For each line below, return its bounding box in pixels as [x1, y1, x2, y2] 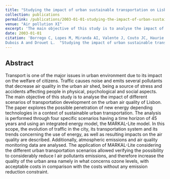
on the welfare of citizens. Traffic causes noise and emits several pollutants [5, 78, 163, 84]
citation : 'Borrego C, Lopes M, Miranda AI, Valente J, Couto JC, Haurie [5, 36, 164, 41]
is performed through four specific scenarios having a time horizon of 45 [5, 115, 157, 121]
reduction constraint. [5, 168, 49, 174]
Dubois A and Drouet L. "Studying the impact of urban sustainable [5, 40, 153, 45]
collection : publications [5, 12, 60, 17]
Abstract [5, 59, 34, 68]
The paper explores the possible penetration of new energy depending [5, 104, 153, 110]
